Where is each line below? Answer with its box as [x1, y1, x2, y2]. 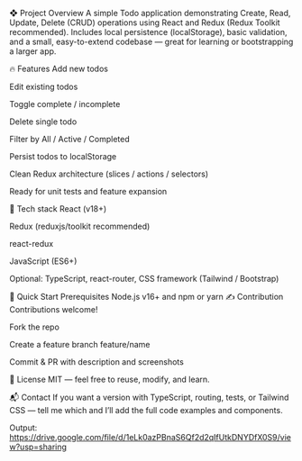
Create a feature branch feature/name [9, 339, 151, 349]
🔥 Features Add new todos [9, 63, 108, 74]
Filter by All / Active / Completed [9, 134, 131, 144]
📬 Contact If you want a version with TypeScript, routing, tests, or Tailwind [9, 392, 289, 402]
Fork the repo [9, 321, 60, 332]
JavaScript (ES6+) [9, 256, 78, 267]
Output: [9, 422, 38, 433]
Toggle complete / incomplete [9, 99, 121, 109]
